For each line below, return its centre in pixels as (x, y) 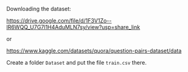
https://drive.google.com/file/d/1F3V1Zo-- (59, 20)
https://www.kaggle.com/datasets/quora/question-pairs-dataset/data (94, 51)
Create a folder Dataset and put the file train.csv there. (77, 63)
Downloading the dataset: (39, 9)
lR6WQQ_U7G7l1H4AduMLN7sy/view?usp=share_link (73, 27)
